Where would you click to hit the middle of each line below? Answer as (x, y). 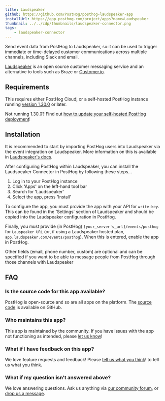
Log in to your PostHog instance (45, 181)
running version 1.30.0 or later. (36, 104)
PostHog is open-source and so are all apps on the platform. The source (78, 302)
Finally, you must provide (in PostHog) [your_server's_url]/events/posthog (82, 226)
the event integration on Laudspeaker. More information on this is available (81, 152)
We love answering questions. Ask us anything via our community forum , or (82, 388)
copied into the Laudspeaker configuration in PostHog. (61, 216)
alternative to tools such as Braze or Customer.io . (55, 72)
